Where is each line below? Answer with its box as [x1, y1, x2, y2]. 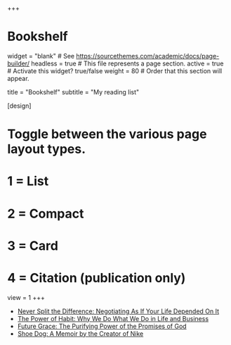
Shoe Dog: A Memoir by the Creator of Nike [17, 329, 144, 338]
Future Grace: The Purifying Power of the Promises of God [17, 322, 187, 330]
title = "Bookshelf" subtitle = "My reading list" [7, 87, 140, 96]
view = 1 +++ [7, 293, 46, 301]
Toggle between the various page [7, 126, 207, 142]
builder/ [7, 59, 30, 68]
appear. [7, 74, 29, 82]
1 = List [7, 173, 49, 189]
